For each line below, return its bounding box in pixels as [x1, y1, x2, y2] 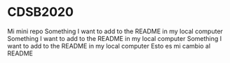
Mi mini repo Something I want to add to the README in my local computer [7, 27, 223, 35]
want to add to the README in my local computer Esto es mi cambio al [7, 42, 211, 50]
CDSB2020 [7, 4, 74, 20]
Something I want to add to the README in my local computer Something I [7, 34, 222, 42]
